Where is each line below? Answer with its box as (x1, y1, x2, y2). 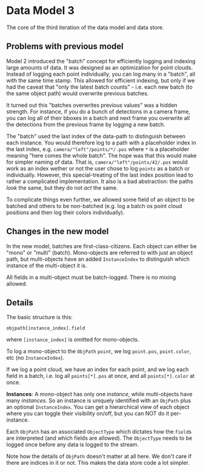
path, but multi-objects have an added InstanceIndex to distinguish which (6, 255, 190, 263)
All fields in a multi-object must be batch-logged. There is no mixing (6, 274, 176, 281)
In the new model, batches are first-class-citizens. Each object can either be (6, 242, 197, 249)
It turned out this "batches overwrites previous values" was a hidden (6, 101, 178, 109)
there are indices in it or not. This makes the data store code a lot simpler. (6, 459, 190, 467)
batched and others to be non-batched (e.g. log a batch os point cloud (6, 202, 182, 209)
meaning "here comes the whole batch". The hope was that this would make (6, 152, 197, 159)
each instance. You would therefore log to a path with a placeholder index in (6, 139, 196, 146)
